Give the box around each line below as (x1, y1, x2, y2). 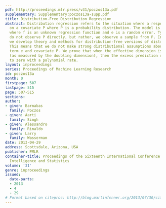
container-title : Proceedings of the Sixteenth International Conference (5, 154, 161, 159)
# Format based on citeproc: (5, 195, 65, 200)
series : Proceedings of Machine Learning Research (5, 67, 112, 72)
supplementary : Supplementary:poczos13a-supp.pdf (5, 12, 110, 17)
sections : (5, 94, 26, 99)
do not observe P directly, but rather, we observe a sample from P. (9, 35, 156, 40)
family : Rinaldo (9, 126, 43, 131)
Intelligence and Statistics (9, 158, 70, 163)
